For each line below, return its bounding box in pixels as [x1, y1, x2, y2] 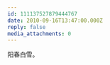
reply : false [7, 23, 46, 30]
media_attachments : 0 [7, 30, 72, 37]
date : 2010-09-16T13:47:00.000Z [7, 17, 103, 24]
